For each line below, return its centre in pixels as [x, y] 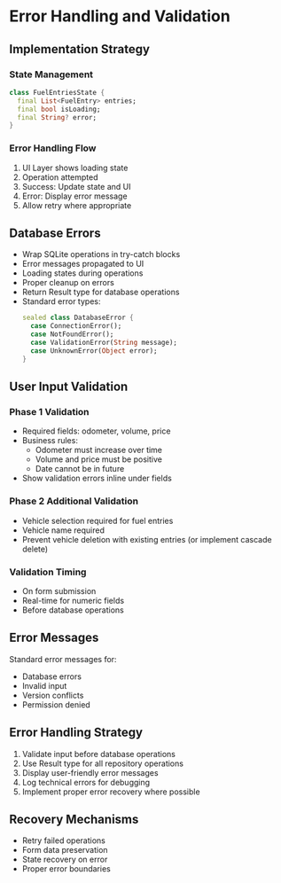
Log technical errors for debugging [86, 782]
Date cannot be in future [80, 469]
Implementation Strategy [80, 49]
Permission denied [56, 704]
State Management [51, 74]
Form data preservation [65, 850]
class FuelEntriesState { [57, 92]
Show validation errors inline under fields [97, 478]
